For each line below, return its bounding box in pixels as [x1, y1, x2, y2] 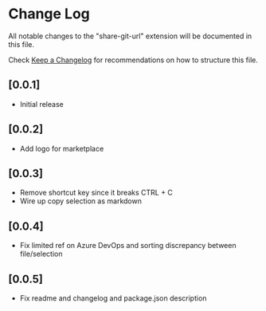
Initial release [19, 99, 64, 108]
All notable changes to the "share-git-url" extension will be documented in [8, 31, 252, 41]
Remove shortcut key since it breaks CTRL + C [19, 188, 174, 198]
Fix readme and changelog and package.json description [19, 293, 207, 303]
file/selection [19, 249, 63, 259]
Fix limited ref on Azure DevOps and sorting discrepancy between [19, 241, 237, 250]
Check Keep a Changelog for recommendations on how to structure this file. [8, 55, 259, 65]
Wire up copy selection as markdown [19, 196, 142, 206]
